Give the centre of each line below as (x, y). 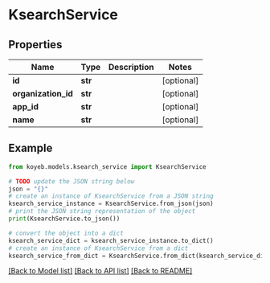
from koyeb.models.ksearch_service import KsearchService (107, 166)
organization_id (43, 94)
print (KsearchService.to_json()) (64, 219)
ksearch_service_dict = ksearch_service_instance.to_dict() (111, 240)
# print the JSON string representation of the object (102, 211)
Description (131, 67)
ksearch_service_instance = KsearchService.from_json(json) (111, 204)
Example (31, 148)
